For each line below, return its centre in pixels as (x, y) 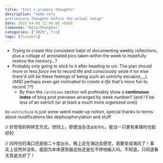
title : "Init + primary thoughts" (40, 9)
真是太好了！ (22, 155)
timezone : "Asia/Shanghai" (32, 28)
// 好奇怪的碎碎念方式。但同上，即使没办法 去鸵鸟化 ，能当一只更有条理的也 (78, 127)
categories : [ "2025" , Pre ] (32, 32)
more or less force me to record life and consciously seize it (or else (80, 71)
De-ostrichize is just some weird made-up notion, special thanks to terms (79, 111)
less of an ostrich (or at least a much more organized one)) (78, 102)
